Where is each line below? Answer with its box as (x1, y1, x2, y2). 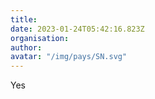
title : (10, 14, 38, 25)
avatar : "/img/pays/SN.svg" (10, 52, 128, 62)
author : (10, 42, 43, 53)
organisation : (10, 33, 70, 43)
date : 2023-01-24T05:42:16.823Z (10, 24, 145, 34)
